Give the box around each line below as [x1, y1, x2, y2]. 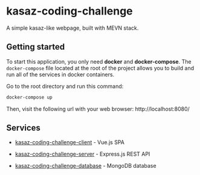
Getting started [6, 42, 65, 52]
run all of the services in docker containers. [6, 71, 115, 78]
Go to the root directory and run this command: [6, 82, 124, 90]
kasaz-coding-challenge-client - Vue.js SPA [15, 139, 125, 146]
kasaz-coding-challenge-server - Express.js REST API [15, 150, 150, 158]
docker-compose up [6, 94, 53, 101]
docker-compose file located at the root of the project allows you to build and [6, 64, 195, 71]
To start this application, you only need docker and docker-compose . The [6, 58, 192, 65]
